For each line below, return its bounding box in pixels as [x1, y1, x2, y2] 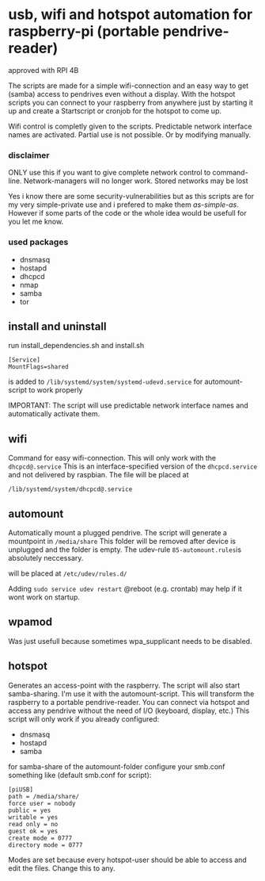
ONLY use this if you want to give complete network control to [8, 168, 211, 178]
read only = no [8, 820, 59, 828]
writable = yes [8, 813, 59, 822]
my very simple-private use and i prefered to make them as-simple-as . [8, 200, 239, 209]
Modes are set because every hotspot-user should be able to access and [8, 855, 247, 864]
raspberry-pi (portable [8, 22, 160, 40]
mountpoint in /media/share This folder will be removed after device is [8, 536, 236, 546]
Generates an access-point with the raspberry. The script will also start [8, 680, 240, 690]
